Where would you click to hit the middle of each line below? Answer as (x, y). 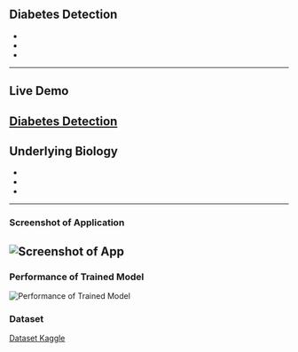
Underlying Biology (63, 151)
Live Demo (39, 91)
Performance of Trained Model (77, 277)
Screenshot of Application (67, 223)
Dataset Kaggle (37, 338)
